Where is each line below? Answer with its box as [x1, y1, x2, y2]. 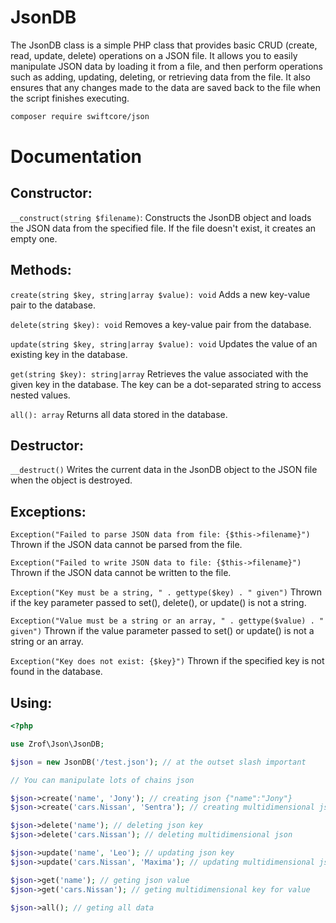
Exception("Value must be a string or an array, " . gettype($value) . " [10, 616, 325, 626]
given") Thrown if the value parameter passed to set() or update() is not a [10, 625, 315, 637]
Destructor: [10, 437, 85, 455]
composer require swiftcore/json [10, 111, 150, 121]
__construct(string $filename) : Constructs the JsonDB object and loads [10, 211, 312, 223]
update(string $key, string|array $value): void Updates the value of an [10, 337, 318, 350]
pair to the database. [10, 299, 97, 311]
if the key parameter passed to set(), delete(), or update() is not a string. [10, 597, 307, 609]
